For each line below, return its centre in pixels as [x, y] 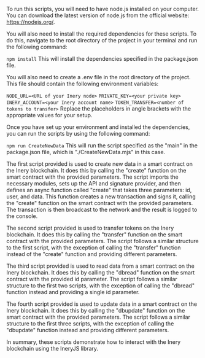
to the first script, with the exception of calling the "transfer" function [94, 247]
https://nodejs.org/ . [31, 22]
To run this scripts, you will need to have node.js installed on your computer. [103, 9]
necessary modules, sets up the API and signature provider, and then [94, 183]
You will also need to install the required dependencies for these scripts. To [102, 34]
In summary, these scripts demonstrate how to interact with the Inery [94, 342]
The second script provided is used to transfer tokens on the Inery [90, 228]
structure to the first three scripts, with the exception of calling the [90, 324]
